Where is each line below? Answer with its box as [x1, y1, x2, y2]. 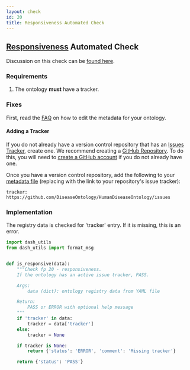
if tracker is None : [17, 343, 67, 349]
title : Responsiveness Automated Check [6, 20, 105, 26]
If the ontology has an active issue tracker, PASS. [17, 271, 150, 278]
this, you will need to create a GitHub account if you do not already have [6, 153, 182, 160]
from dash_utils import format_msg [6, 245, 94, 251]
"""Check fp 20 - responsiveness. [17, 266, 102, 272]
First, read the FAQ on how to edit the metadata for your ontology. [6, 114, 166, 121]
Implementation [6, 208, 53, 216]
